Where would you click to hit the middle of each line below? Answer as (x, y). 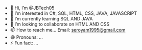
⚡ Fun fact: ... (24, 43)
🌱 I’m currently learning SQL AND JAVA (51, 19)
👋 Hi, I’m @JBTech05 (32, 8)
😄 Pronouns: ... (27, 37)
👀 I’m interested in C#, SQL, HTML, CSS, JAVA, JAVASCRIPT (74, 13)
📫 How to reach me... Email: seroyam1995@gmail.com (68, 30)
